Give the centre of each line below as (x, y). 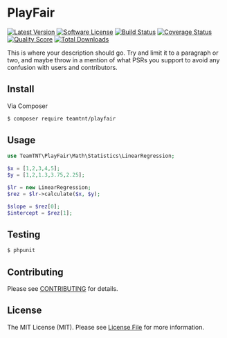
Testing (24, 234)
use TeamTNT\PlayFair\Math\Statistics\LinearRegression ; (91, 156)
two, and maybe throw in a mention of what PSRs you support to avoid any (113, 60)
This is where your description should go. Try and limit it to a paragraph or (113, 53)
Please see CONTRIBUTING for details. (63, 289)
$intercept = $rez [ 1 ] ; (40, 213)
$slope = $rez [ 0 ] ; (34, 206)
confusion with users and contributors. (62, 67)
